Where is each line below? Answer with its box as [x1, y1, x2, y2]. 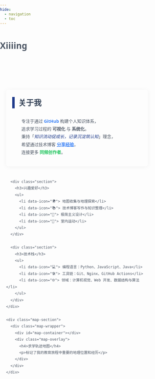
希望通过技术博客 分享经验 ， [21, 141, 78, 148]
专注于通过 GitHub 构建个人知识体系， [21, 118, 99, 125]
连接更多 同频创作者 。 [21, 149, 66, 155]
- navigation [4, 11, 31, 17]
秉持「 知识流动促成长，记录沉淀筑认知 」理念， [21, 134, 116, 140]
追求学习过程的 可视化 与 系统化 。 [21, 126, 89, 132]
